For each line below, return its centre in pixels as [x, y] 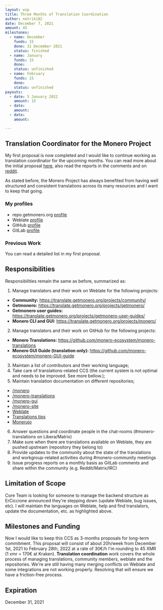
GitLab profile [26, 230]
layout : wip [17, 10]
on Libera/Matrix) [54, 436]
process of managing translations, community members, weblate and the [79, 559]
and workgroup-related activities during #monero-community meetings [84, 457]
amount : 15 [25, 101]
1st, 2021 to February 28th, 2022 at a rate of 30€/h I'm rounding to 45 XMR [81, 549]
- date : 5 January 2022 [34, 96]
